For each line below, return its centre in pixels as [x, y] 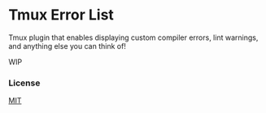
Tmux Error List [61, 15]
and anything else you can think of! [67, 46]
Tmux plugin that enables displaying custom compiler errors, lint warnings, [133, 37]
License [24, 83]
